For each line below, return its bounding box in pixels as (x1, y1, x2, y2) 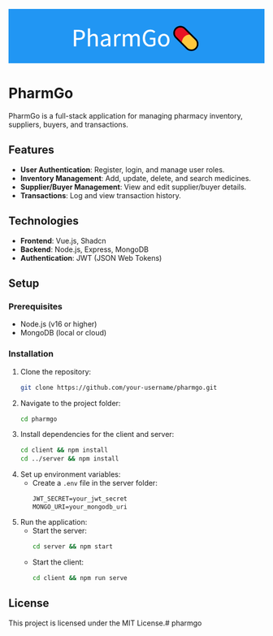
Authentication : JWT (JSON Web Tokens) (19, 253, 162, 262)
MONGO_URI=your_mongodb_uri (32, 503, 128, 512)
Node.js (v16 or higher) (19, 319, 97, 329)
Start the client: (32, 557, 84, 567)
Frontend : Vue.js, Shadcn (19, 236, 107, 245)
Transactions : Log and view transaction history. (19, 190, 181, 200)
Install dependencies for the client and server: (19, 430, 175, 439)
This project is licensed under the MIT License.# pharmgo (8, 618, 202, 628)
